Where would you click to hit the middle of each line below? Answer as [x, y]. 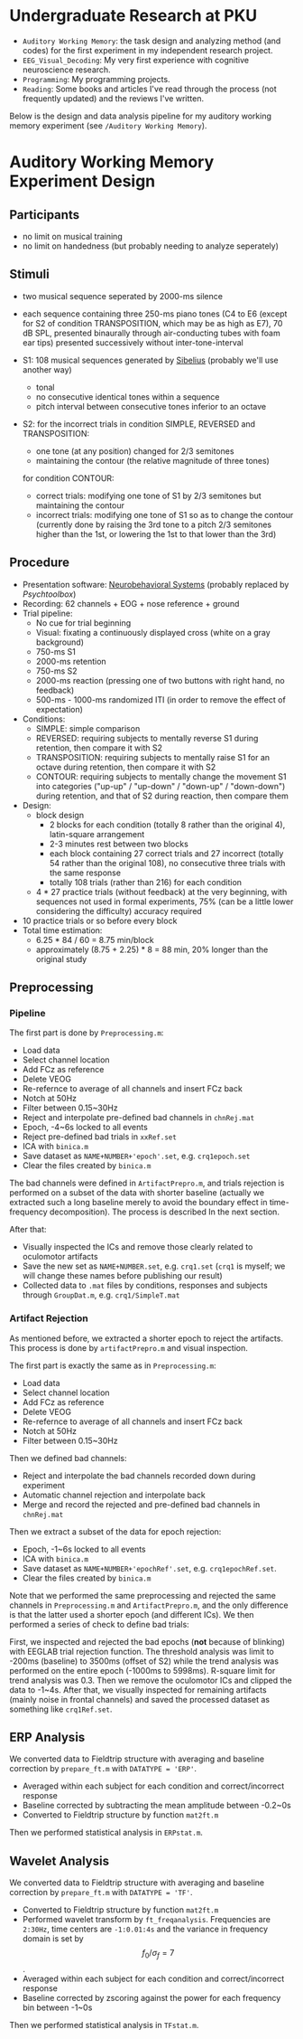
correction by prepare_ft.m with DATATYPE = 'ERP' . [103, 1769]
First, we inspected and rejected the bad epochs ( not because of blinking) [147, 1641]
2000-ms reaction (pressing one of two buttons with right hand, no [161, 680]
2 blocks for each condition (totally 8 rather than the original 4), [167, 825]
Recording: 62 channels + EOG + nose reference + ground [131, 603]
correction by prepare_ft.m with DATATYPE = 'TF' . [101, 1893]
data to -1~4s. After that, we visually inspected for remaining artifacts [138, 1690]
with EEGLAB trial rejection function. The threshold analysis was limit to [142, 1651]
